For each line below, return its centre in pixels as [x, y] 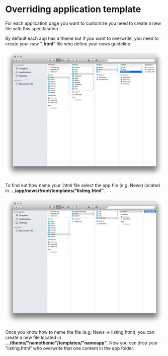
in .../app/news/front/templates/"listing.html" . [55, 191]
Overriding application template [73, 9]
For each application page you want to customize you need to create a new [83, 23]
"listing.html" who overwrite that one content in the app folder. [70, 348]
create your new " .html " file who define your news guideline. [68, 43]
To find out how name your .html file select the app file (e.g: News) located [82, 186]
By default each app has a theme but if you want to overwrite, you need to [82, 38]
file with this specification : [33, 28]
